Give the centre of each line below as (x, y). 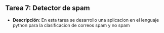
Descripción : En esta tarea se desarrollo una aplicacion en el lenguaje (86, 20)
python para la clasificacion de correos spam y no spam (71, 25)
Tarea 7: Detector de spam (48, 8)
